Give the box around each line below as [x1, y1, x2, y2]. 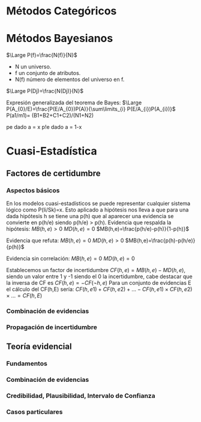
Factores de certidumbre [6, 168, 101, 178]
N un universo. [14, 63, 52, 70]
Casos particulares [6, 408, 63, 416]
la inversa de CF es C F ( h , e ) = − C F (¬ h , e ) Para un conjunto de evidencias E [6, 279, 191, 286]
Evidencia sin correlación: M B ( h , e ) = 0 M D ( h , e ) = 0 [6, 255, 135, 262]
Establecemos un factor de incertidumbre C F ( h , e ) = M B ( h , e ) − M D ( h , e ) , [6, 267, 186, 273]
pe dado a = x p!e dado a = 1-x [6, 123, 82, 131]
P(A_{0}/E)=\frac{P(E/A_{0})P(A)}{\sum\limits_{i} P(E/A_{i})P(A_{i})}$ [6, 106, 176, 113]
